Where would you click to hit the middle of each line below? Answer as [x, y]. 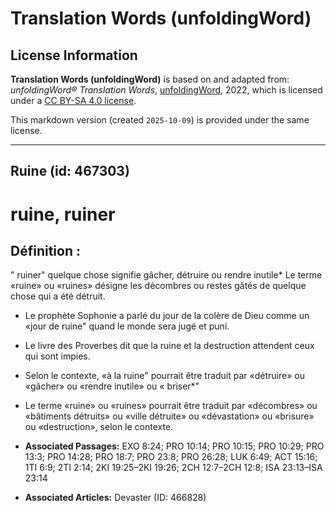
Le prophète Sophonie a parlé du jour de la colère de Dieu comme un [167, 316]
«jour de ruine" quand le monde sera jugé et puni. [127, 326]
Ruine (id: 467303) [70, 171]
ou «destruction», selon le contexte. [99, 427]
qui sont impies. [57, 356]
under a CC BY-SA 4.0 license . [73, 100]
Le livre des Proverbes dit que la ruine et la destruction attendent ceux [169, 346]
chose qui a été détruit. [58, 296]
